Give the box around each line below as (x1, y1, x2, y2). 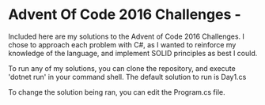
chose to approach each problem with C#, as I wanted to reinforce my (8, 39, 237, 49)
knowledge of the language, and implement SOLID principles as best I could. (8, 48, 258, 58)
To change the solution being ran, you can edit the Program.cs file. (8, 87, 225, 96)
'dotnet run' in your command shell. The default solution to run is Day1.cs (8, 72, 247, 81)
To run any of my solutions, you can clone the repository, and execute (8, 63, 236, 73)
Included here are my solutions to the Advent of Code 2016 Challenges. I (8, 32, 245, 41)
